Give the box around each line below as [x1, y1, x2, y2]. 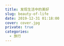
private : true [5, 25, 34, 30]
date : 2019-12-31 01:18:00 [5, 16, 60, 21]
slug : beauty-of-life [5, 11, 49, 16]
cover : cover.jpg [5, 20, 40, 25]
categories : [5, 29, 29, 34]
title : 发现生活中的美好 [5, 7, 49, 12]
